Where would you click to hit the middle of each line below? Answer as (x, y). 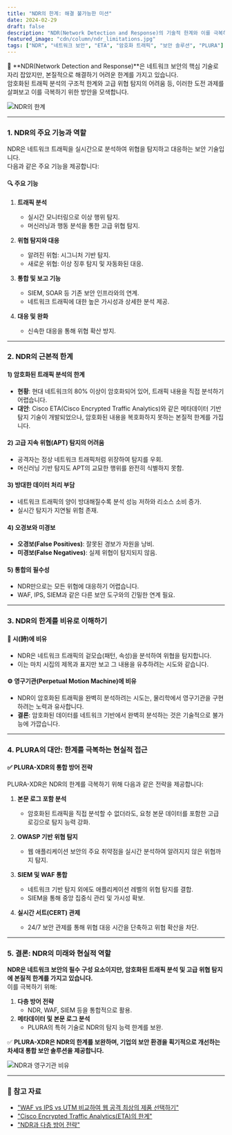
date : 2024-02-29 (32, 20)
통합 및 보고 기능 (39, 278)
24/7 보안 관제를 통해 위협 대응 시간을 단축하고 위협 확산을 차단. (113, 927)
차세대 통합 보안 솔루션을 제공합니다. (56, 1051)
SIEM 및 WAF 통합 (42, 874)
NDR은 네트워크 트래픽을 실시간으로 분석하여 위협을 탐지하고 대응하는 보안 (107, 149)
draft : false (26, 26)
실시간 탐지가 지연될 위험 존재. (58, 511)
